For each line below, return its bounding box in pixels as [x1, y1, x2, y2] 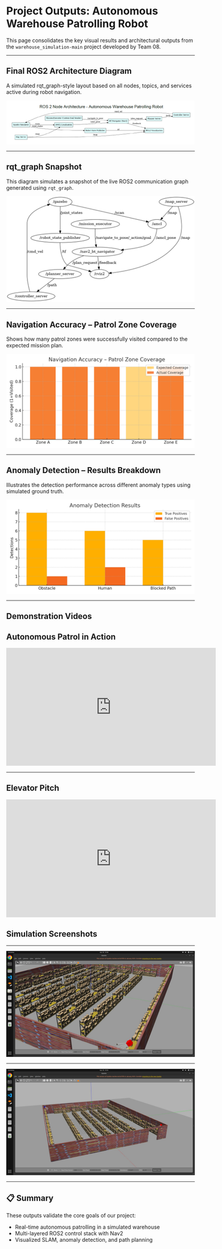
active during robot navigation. [6, 88, 82, 95]
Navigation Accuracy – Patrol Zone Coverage [6, 319, 177, 330]
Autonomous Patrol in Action [6, 632, 116, 642]
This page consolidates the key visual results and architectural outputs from [6, 37, 193, 44]
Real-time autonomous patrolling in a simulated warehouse [14, 1223, 160, 1231]
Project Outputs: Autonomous [6, 4, 159, 18]
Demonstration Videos [6, 611, 92, 622]
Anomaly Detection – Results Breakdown [6, 465, 161, 475]
